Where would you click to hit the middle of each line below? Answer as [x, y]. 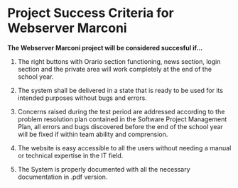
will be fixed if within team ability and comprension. [93, 134]
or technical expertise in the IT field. [70, 155]
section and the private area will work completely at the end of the [114, 69]
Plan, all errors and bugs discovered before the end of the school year [120, 126]
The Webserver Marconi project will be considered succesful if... [105, 48]
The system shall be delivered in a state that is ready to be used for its [120, 90]
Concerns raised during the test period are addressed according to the [121, 111]
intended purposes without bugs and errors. [82, 98]
